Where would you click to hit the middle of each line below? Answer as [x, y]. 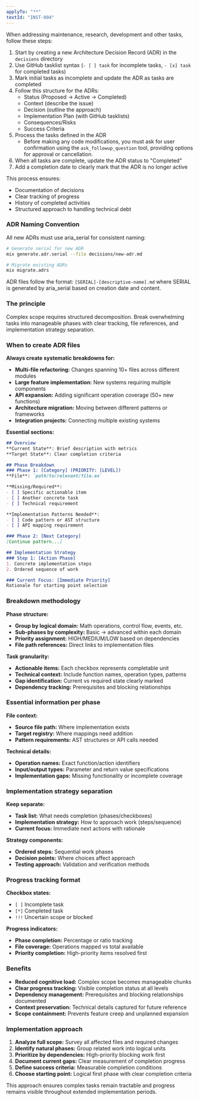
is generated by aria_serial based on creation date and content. [84, 288]
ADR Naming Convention [43, 224]
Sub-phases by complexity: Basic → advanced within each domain [98, 632]
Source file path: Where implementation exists [72, 727]
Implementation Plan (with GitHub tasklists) [77, 116]
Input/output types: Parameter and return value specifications [92, 769]
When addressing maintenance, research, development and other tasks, [95, 34]
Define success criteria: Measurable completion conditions [88, 1067]
